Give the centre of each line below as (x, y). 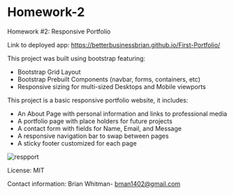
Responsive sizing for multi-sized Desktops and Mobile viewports (111, 86)
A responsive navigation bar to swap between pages (93, 136)
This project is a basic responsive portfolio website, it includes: (98, 100)
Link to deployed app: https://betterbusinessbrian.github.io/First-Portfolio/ (114, 45)
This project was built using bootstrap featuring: (76, 58)
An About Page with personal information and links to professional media (122, 114)
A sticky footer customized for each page (77, 143)
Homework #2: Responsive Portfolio (59, 31)
